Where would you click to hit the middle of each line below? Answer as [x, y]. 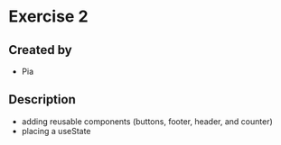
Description [42, 100]
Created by [41, 50]
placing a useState [56, 131]
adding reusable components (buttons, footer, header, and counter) [147, 121]
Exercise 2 [48, 17]
